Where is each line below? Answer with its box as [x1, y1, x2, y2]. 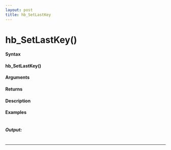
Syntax [5, 51, 21, 57]
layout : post [5, 7, 33, 13]
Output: [5, 127, 22, 133]
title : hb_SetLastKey [5, 12, 51, 17]
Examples [5, 109, 27, 115]
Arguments [5, 74, 30, 80]
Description [5, 98, 31, 104]
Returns [5, 86, 23, 92]
